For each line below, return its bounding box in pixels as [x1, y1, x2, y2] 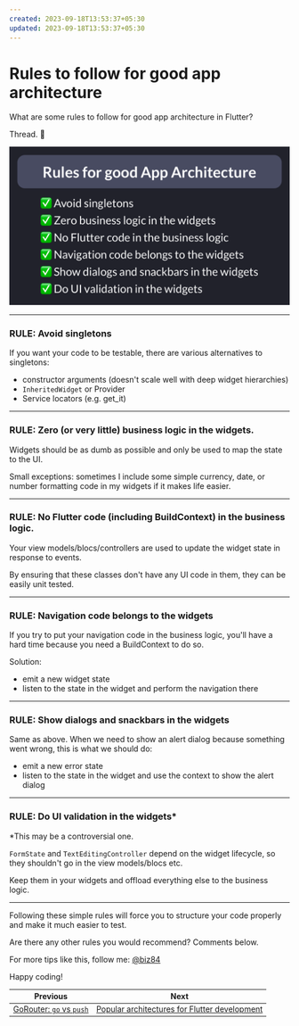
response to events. [9, 551, 82, 562]
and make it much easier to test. [9, 919, 127, 930]
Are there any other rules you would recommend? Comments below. [9, 937, 260, 947]
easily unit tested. [9, 578, 74, 589]
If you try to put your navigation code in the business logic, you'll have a [9, 630, 273, 641]
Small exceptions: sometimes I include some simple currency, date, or [9, 471, 265, 482]
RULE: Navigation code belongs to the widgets [9, 609, 214, 622]
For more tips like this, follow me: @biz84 [9, 954, 161, 964]
